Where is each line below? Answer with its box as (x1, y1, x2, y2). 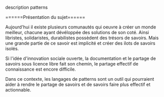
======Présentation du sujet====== (5, 14, 86, 20)
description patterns (5, 5, 48, 10)
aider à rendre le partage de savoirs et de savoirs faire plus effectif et (5, 81, 151, 87)
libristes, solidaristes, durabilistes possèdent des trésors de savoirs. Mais (5, 35, 159, 41)
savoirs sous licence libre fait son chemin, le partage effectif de (5, 61, 139, 67)
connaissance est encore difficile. (5, 66, 76, 72)
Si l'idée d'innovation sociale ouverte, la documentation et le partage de (5, 55, 156, 61)
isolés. (5, 46, 19, 51)
